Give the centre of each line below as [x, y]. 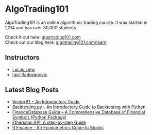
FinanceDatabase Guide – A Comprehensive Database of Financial [78, 112]
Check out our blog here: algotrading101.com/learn [56, 42]
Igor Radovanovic [30, 75]
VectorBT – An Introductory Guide [46, 101]
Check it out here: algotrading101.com [43, 37]
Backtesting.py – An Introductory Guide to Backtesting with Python [79, 107]
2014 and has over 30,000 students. [41, 27]
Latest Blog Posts [32, 90]
